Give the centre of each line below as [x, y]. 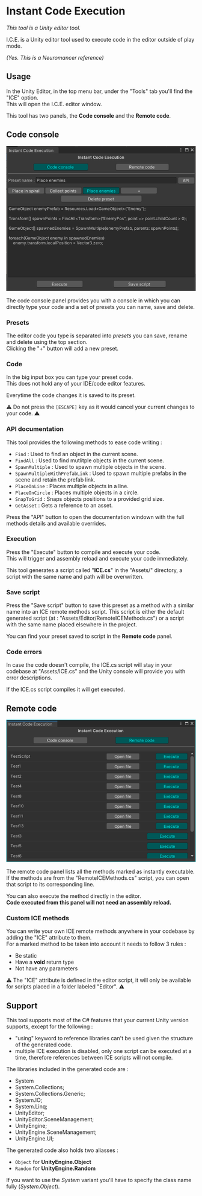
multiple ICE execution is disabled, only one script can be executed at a [103, 1051]
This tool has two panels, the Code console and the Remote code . [89, 115]
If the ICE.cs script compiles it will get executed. [66, 690]
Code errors [24, 652]
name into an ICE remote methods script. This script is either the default [95, 612]
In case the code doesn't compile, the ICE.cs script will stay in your [89, 665]
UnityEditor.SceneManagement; [54, 1119]
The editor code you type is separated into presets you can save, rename [97, 336]
